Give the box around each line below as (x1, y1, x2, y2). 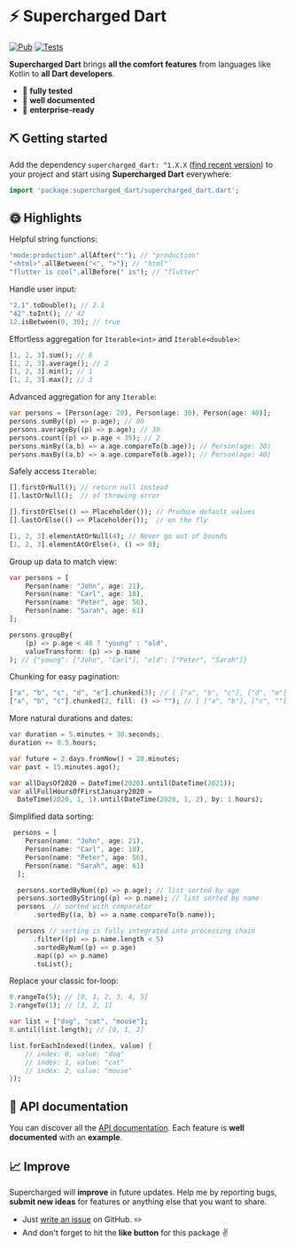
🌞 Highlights (9, 210, 82, 226)
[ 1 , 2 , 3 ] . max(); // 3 (9, 376, 93, 385)
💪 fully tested (21, 85, 74, 96)
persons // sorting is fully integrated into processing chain (17, 926, 255, 936)
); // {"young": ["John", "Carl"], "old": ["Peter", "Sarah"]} (9, 655, 248, 664)
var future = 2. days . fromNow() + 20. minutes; (9, 754, 180, 763)
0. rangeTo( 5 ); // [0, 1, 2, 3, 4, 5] (9, 993, 149, 1002)
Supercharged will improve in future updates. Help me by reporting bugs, (9, 1187, 277, 1197)
